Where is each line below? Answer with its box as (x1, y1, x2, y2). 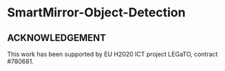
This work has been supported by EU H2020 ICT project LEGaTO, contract (7, 50, 218, 58)
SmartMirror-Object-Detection (7, 5, 186, 20)
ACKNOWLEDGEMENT (7, 32, 107, 44)
